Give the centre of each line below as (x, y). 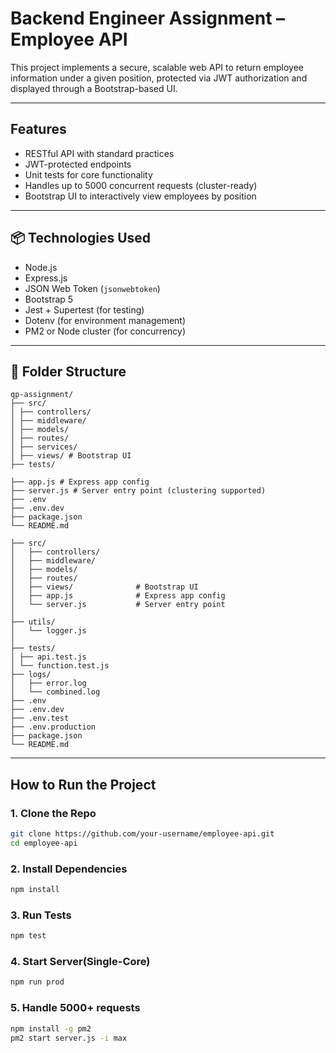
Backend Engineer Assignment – (148, 18)
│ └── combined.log (55, 692)
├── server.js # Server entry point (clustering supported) (138, 491)
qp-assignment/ (42, 395)
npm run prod (37, 982)
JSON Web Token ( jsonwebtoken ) (92, 288)
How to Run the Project (83, 784)
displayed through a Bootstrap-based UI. (94, 88)
